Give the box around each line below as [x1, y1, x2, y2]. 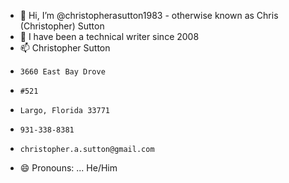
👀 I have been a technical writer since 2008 [19, 31, 200, 42]
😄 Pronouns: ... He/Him [19, 162, 118, 174]
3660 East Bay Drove [19, 67, 106, 77]
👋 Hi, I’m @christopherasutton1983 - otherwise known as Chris [19, 10, 279, 21]
